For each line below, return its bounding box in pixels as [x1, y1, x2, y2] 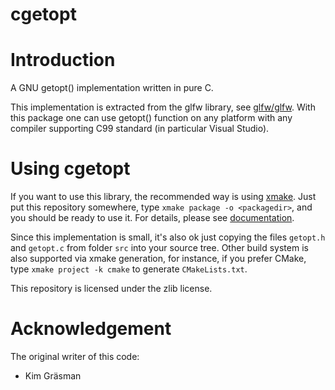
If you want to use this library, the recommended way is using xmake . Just [10, 191, 317, 203]
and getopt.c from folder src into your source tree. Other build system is [10, 242, 309, 254]
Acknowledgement [10, 318, 172, 340]
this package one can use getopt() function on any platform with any [10, 112, 293, 124]
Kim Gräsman [24, 370, 82, 382]
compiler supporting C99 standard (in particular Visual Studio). [10, 123, 270, 135]
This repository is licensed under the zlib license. [10, 283, 213, 295]
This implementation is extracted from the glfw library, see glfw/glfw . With [10, 101, 316, 113]
